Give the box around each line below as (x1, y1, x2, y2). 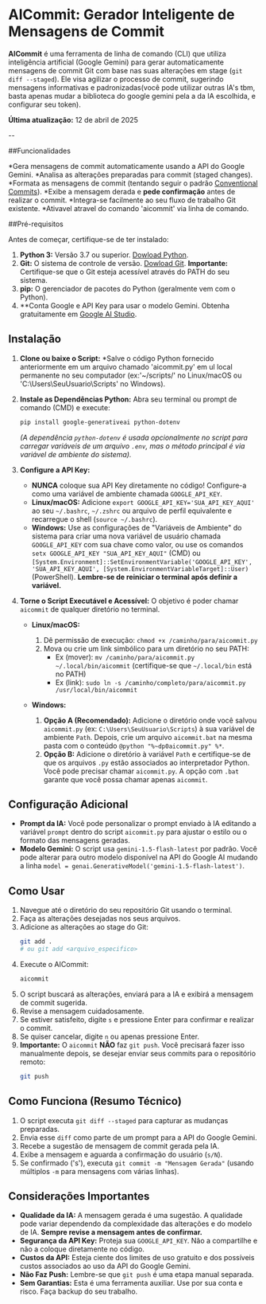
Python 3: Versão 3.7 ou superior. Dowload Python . (19, 249, 189, 260)
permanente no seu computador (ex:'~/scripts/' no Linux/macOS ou (19, 370, 242, 380)
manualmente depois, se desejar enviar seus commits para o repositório (19, 1048, 256, 1058)
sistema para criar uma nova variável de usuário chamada (31, 531, 221, 541)
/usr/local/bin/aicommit (55, 686, 137, 694)
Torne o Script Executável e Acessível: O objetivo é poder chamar (19, 596, 239, 605)
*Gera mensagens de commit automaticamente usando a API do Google (8, 161, 245, 170)
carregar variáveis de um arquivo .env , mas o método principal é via (19, 441, 245, 451)
